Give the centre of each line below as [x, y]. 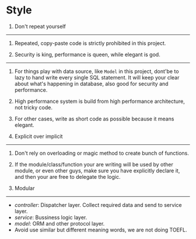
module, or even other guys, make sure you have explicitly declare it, [97, 171]
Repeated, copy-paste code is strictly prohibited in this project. [90, 43]
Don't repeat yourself [40, 26]
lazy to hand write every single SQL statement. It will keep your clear [97, 77]
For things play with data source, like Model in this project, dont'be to [97, 71]
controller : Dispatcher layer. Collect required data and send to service [98, 205]
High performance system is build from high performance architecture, [100, 101]
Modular [24, 188]
